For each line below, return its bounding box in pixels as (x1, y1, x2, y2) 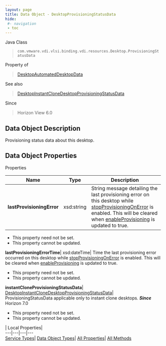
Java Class (5, 39, 28, 45)
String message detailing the (91, 185, 158, 192)
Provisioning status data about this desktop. (5, 137, 95, 143)
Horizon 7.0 (5, 300, 29, 306)
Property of (5, 62, 29, 68)
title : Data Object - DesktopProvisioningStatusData (5, 12, 116, 17)
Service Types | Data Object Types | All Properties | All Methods (5, 335, 132, 341)
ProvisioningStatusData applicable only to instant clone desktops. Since (5, 295, 152, 301)
